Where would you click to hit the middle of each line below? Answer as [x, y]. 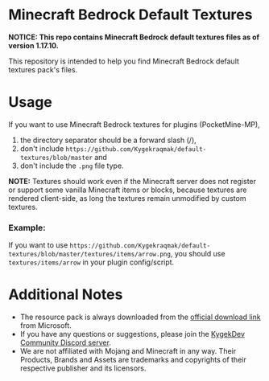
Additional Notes [66, 295]
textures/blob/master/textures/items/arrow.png [90, 255]
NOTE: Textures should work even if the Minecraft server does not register [132, 181]
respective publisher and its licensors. [83, 368]
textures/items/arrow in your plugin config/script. [91, 262]
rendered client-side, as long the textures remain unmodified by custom [127, 198]
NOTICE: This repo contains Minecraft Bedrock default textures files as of [134, 37]
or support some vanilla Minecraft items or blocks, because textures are [128, 190]
